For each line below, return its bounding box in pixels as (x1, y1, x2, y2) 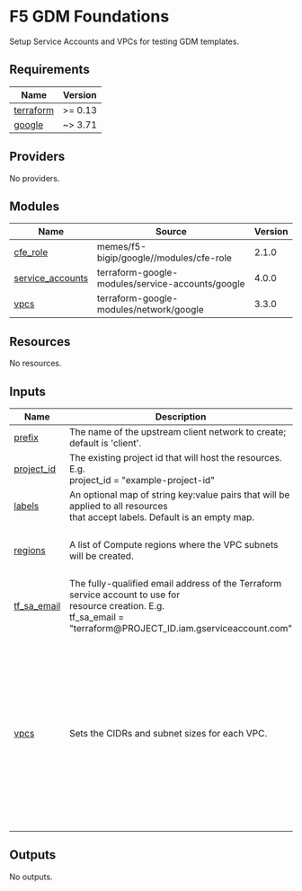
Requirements (9, 62, 90, 77)
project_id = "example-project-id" (68, 474, 216, 486)
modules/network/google (96, 304, 204, 316)
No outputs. (9, 871, 53, 882)
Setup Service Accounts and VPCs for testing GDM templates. (9, 36, 240, 47)
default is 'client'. (68, 437, 142, 449)
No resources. (9, 357, 62, 369)
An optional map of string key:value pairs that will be (68, 489, 290, 500)
